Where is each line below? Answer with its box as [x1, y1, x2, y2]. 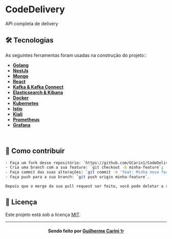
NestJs [12, 68, 29, 74]
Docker [12, 95, 29, 101]
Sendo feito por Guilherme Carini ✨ [48, 228, 124, 234]
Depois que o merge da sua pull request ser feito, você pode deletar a [5, 184, 164, 189]
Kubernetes [12, 100, 39, 106]
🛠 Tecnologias [5, 36, 54, 45]
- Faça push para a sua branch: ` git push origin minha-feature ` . [5, 175, 150, 180]
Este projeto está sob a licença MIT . [5, 211, 81, 218]
